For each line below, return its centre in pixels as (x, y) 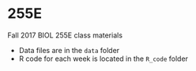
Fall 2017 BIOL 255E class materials (65, 35)
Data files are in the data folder (69, 50)
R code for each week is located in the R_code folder (104, 59)
